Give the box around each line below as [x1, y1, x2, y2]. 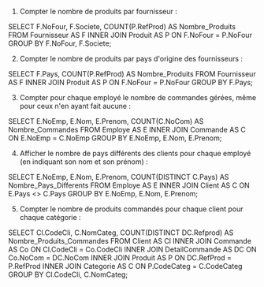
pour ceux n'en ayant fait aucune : [19, 102, 132, 110]
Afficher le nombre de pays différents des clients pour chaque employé [19, 149, 251, 158]
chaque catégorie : [19, 213, 81, 222]
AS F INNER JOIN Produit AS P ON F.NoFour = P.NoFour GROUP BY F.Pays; [8, 78, 254, 87]
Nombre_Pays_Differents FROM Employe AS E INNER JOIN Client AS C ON [8, 181, 250, 190]
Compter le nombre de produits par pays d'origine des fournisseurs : [19, 54, 243, 63]
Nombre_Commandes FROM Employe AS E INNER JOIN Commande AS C [8, 125, 247, 134]
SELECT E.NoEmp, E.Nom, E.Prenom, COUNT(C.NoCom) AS [8, 117, 204, 125]
